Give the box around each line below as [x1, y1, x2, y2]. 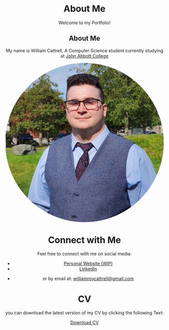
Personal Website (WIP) [63, 261, 113, 267]
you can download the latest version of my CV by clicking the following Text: [5, 310, 164, 316]
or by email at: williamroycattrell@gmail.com [42, 276, 134, 282]
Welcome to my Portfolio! [58, 20, 111, 26]
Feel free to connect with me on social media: [37, 251, 132, 257]
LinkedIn [79, 266, 97, 272]
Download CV [70, 319, 99, 325]
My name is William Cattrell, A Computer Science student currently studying [6, 47, 163, 53]
